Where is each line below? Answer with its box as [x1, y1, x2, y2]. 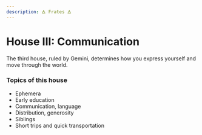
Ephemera [15, 90, 41, 97]
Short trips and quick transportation [15, 122, 105, 129]
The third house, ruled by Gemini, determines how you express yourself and [6, 55, 196, 62]
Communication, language [15, 102, 81, 110]
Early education [15, 96, 55, 103]
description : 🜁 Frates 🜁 [6, 8, 72, 15]
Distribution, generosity [15, 109, 74, 116]
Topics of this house [6, 76, 68, 84]
